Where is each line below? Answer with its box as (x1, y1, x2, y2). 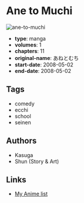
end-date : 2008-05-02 (14, 67, 72, 74)
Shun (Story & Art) (14, 158, 59, 165)
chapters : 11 (14, 47, 45, 54)
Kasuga (14, 151, 33, 158)
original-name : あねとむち (14, 54, 79, 61)
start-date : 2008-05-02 (14, 61, 73, 68)
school (14, 112, 31, 119)
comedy (14, 100, 35, 107)
